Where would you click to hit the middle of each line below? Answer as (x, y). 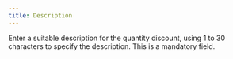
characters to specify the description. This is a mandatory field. (112, 46)
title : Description (40, 15)
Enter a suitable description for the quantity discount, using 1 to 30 (117, 38)
